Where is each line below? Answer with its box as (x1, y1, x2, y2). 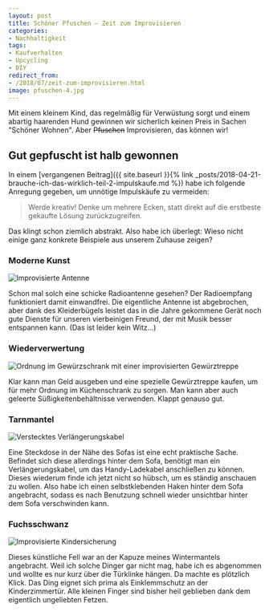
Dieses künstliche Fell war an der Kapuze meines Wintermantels (8, 553, 221, 562)
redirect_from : (8, 71, 59, 79)
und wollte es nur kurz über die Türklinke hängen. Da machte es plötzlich (8, 569, 251, 579)
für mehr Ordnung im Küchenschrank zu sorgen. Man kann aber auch (8, 385, 238, 395)
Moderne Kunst (8, 255, 71, 266)
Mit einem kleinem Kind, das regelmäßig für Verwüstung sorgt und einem (8, 108, 251, 118)
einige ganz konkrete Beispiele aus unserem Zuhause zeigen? (8, 235, 213, 245)
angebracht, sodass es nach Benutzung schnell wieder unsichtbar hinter (8, 490, 248, 500)
